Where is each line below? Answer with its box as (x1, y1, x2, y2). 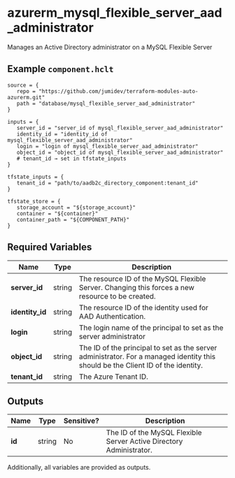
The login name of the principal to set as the (78, 323, 224, 333)
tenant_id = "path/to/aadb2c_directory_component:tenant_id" (16, 180, 199, 187)
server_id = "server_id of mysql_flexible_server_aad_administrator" (16, 124, 224, 131)
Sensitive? (63, 416, 99, 426)
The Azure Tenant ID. (78, 372, 149, 382)
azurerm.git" (7, 94, 45, 101)
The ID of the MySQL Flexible (106, 428, 202, 437)
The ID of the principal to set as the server (78, 342, 218, 352)
